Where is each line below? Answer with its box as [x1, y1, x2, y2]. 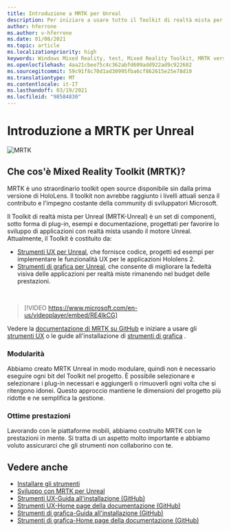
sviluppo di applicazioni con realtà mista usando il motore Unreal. [7, 227, 192, 235]
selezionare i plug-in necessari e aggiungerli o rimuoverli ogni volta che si [7, 379, 217, 388]
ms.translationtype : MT [7, 74, 76, 81]
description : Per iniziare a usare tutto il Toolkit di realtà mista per [7, 17, 223, 23]
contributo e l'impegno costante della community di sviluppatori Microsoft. [7, 199, 219, 207]
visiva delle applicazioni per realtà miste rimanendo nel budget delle [16, 270, 210, 278]
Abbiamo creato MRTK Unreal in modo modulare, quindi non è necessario [7, 365, 216, 373]
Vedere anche [7, 461, 69, 473]
